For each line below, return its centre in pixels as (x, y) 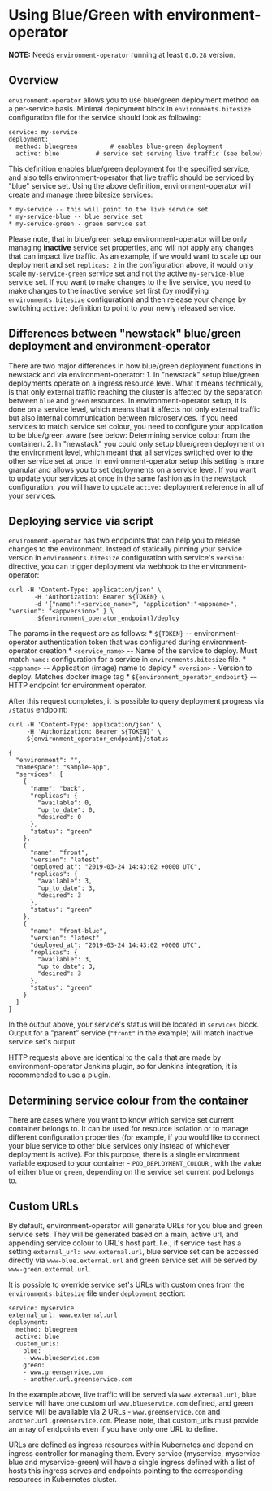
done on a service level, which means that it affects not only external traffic (134, 409)
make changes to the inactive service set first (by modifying (109, 290)
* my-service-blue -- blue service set (76, 216)
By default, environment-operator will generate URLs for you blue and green (136, 1225)
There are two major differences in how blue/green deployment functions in (135, 366)
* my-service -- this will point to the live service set (108, 209)
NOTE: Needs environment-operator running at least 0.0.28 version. (122, 54)
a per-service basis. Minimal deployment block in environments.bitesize (130, 108)
